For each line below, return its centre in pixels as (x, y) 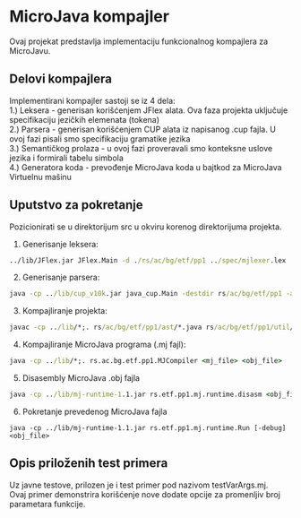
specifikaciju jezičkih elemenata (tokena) (84, 119)
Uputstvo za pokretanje (76, 205)
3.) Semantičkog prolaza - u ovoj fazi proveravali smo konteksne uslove (141, 148)
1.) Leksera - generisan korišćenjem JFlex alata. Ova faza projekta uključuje (149, 110)
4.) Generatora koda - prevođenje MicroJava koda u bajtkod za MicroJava (146, 167)
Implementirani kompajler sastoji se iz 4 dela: (93, 100)
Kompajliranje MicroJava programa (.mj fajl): (104, 345)
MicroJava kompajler (90, 17)
